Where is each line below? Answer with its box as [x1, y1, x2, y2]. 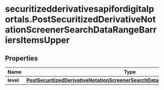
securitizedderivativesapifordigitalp [5, 3, 155, 15]
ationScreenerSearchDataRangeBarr [5, 24, 157, 35]
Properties [5, 54, 38, 62]
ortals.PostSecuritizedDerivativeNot [5, 14, 156, 25]
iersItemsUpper [5, 35, 70, 46]
